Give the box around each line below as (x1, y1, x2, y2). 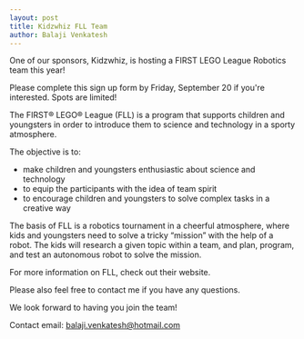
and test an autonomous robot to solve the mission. (9, 249, 202, 260)
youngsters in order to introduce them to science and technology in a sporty (9, 119, 296, 130)
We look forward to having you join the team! (9, 302, 177, 314)
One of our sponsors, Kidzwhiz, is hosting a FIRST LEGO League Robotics (9, 55, 287, 66)
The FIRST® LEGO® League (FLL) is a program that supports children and (9, 110, 285, 121)
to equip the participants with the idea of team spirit (22, 184, 218, 194)
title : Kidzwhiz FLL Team (9, 22, 107, 31)
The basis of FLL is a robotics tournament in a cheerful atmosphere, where (9, 220, 289, 232)
